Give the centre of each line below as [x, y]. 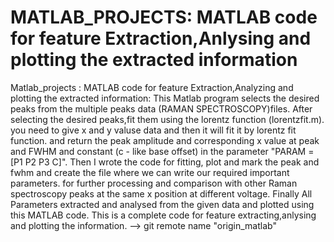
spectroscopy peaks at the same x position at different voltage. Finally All [161, 193]
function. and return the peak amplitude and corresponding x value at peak [165, 140]
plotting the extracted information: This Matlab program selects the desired [165, 98]
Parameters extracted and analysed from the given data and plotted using [162, 204]
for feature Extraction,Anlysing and [161, 38]
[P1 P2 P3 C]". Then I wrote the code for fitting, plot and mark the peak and [165, 162]
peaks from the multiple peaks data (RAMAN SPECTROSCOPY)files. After [161, 108]
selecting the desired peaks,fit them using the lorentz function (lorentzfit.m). [167, 119]
